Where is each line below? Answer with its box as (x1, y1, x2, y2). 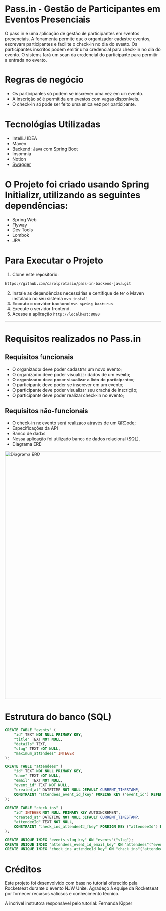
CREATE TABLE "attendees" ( (5, 764, 63, 769)
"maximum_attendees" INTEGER (14, 751, 74, 756)
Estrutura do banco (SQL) (5, 711, 112, 722)
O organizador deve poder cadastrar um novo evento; (12, 366, 122, 372)
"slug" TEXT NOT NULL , (14, 746, 61, 751)
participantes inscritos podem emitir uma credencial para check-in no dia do (5, 46, 161, 52)
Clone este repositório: (12, 271, 59, 277)
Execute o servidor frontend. (12, 305, 71, 311)
